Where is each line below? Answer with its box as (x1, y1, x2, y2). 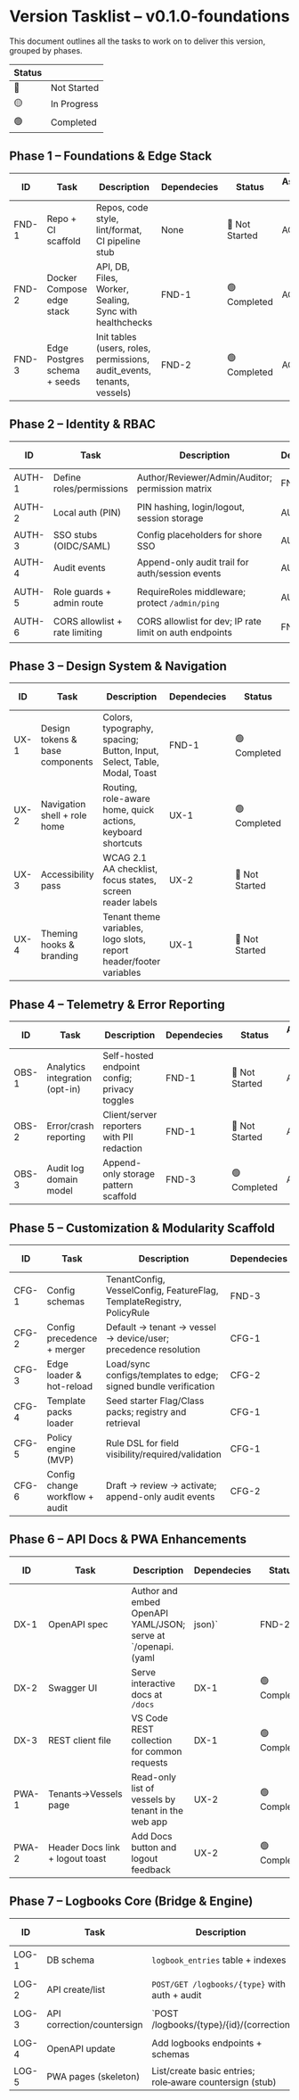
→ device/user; (105, 1332, 169, 1344)
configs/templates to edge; (105, 1369, 219, 1381)
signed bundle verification (105, 1380, 215, 1393)
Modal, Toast (102, 767, 158, 780)
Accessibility (40, 868, 95, 881)
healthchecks (95, 316, 153, 328)
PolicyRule (105, 1307, 150, 1319)
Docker (46, 271, 77, 284)
